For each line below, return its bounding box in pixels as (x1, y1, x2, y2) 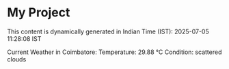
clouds (7, 55, 27, 63)
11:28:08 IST (7, 34, 42, 42)
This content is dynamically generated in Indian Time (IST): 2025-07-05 (7, 27, 210, 36)
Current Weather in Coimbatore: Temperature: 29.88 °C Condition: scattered (7, 48, 222, 56)
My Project (7, 5, 70, 20)
